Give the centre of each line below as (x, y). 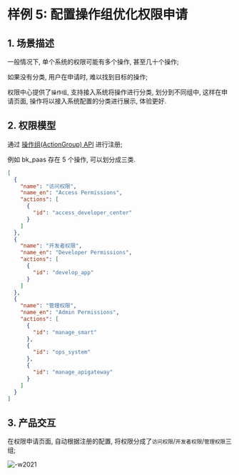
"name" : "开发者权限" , (51, 246)
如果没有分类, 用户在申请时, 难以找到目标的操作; (78, 77)
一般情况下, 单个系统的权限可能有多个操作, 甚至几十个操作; (93, 62)
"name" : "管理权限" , (49, 306)
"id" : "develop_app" (63, 272)
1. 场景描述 (31, 43)
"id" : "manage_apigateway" (73, 372)
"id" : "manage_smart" (65, 332)
